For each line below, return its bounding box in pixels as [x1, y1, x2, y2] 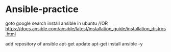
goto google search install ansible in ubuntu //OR [5, 20, 108, 26]
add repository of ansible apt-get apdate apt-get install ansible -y [5, 40, 143, 46]
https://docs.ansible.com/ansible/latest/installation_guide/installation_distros [5, 25, 166, 31]
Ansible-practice [5, 4, 79, 15]
